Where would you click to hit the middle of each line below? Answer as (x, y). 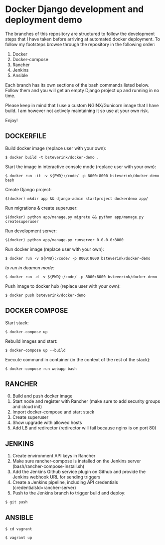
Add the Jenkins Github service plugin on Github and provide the (79, 472)
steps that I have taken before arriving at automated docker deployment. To (83, 39)
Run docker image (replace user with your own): (55, 249)
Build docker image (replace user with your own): (56, 148)
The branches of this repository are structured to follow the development (80, 34)
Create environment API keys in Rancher (54, 456)
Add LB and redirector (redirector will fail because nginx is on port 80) (84, 428)
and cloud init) (27, 407)
